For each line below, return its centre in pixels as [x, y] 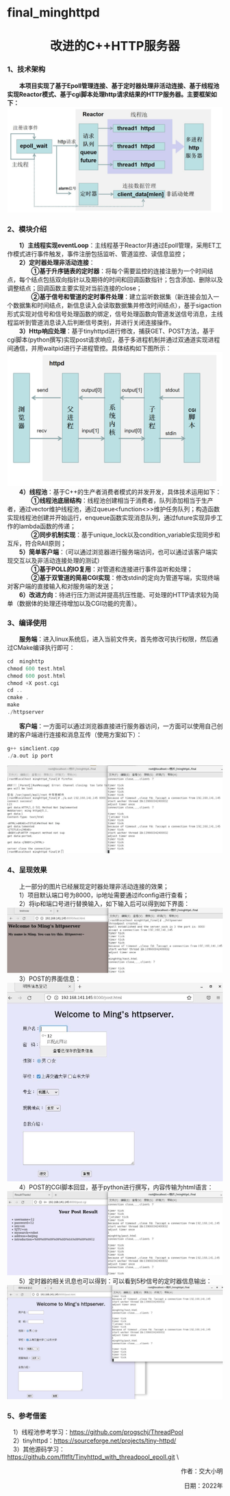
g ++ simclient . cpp [33, 748]
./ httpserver [26, 712]
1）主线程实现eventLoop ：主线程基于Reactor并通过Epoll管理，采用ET [118, 246]
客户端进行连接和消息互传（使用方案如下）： [80, 734]
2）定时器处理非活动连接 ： [57, 263]
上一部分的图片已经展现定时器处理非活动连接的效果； [94, 886]
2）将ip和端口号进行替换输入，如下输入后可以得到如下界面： [105, 903]
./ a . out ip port [30, 756]
